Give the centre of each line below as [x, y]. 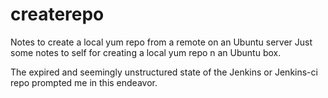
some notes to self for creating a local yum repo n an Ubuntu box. [146, 52]
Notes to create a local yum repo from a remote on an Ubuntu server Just [161, 42]
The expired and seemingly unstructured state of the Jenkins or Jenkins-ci [164, 72]
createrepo [57, 14]
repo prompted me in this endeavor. [84, 82]
